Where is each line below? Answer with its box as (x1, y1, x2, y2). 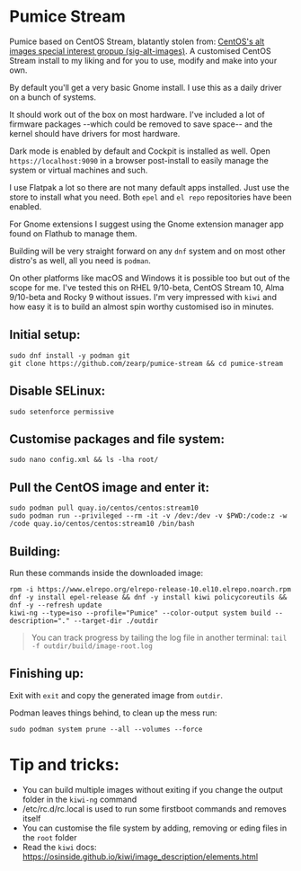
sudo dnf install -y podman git (9, 351, 130, 360)
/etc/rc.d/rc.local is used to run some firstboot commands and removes (22, 803, 288, 814)
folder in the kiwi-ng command (22, 794, 137, 804)
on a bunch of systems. (9, 92, 97, 102)
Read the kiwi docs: (22, 841, 97, 852)
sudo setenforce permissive (9, 407, 115, 416)
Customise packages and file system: (9, 431, 225, 447)
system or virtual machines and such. (9, 164, 148, 175)
